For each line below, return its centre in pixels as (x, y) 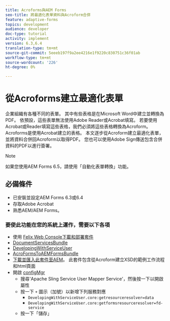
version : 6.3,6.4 (24, 44)
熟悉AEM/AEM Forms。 (37, 210)
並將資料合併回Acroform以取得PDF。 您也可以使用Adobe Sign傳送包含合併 (84, 139)
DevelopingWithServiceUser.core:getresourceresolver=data (91, 298)
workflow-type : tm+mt (28, 58)
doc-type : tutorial (26, 34)
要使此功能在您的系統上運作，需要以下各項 (58, 225)
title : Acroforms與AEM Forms (36, 10)
